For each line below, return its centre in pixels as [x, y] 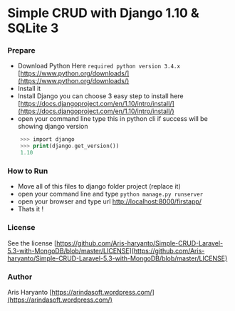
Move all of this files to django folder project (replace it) [99, 186]
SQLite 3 [33, 28]
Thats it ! [31, 209]
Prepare [21, 51]
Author [20, 277]
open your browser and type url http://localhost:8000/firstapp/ [109, 201]
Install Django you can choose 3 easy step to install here [100, 96]
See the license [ [32, 243]
